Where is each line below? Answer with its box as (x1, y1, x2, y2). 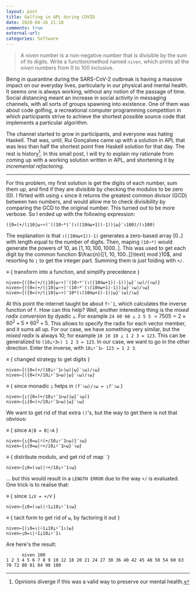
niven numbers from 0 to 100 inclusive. (20, 64, 114, 71)
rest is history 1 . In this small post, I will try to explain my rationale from (6, 149, 174, 157)
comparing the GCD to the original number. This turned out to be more (6, 204, 175, 211)
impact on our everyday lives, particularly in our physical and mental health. (6, 82, 188, 88)
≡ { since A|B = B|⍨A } (6, 427, 58, 434)
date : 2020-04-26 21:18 (6, 19, 64, 25)
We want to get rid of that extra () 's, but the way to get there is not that (6, 409, 178, 416)
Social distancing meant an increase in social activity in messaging (6, 94, 167, 101)
